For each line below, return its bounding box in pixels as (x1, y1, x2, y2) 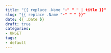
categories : (5, 26, 31, 31)
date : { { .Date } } (5, 17, 45, 22)
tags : (5, 36, 17, 41)
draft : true (5, 21, 31, 27)
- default (5, 40, 27, 45)
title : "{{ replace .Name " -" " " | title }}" (5, 7, 106, 13)
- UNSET (5, 31, 22, 36)
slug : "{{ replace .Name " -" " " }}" (5, 12, 86, 17)
